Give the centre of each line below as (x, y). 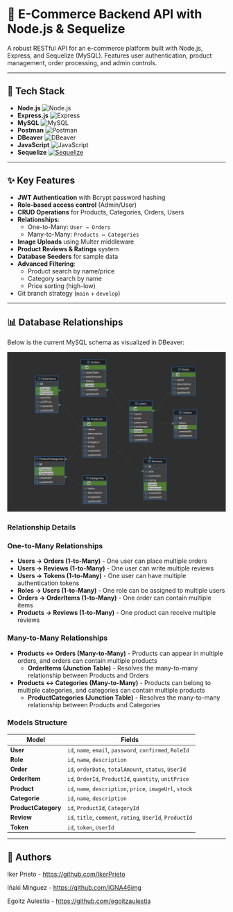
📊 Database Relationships (65, 322)
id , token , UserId (90, 827)
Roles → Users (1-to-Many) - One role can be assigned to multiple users (121, 591)
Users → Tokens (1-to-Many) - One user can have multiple (102, 576)
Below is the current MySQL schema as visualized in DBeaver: (96, 342)
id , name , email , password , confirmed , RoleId (128, 750)
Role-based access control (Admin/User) (77, 205)
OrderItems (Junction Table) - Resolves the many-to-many (113, 668)
